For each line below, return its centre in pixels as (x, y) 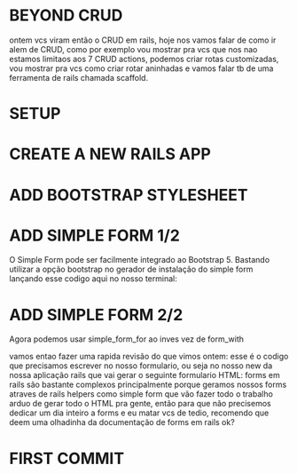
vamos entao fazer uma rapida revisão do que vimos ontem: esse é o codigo (149, 357)
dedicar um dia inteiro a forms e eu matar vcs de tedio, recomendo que (139, 413)
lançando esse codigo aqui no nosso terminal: (93, 279)
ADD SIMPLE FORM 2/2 (96, 315)
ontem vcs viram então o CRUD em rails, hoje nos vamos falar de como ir (143, 40)
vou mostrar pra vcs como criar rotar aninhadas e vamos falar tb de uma (141, 68)
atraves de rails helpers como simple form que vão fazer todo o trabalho (141, 394)
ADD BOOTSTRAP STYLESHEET (129, 195)
